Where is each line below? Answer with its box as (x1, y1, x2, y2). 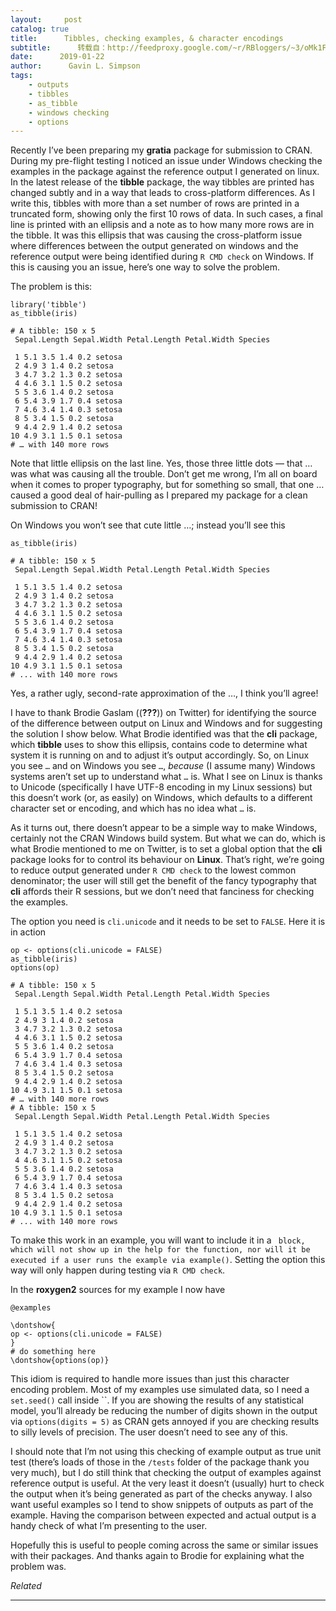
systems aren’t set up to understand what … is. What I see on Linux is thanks (10, 771, 323, 783)
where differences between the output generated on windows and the (10, 240, 299, 252)
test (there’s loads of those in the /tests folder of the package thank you (10, 1456, 310, 1468)
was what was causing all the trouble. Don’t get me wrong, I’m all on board (10, 468, 318, 480)
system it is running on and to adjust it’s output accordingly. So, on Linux (10, 749, 310, 761)
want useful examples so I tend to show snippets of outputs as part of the (10, 1499, 314, 1511)
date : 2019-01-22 (10, 52, 105, 62)
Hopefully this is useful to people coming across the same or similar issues (10, 1539, 319, 1551)
